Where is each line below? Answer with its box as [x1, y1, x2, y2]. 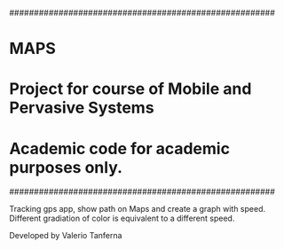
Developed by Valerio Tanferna [9, 230, 122, 241]
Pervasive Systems [9, 97, 154, 118]
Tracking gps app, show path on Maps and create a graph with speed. [9, 204, 266, 214]
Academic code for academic [9, 138, 231, 159]
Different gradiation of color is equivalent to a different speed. [9, 213, 235, 224]
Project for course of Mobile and [9, 79, 252, 99]
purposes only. [9, 157, 122, 177]
